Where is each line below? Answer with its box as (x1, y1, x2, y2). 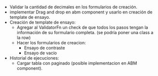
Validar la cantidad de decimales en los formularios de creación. (9, 4, 138, 10)
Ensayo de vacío (24, 50, 57, 56)
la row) (16, 35, 31, 40)
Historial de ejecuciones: (9, 55, 59, 61)
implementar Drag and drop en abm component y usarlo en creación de (9, 9, 153, 15)
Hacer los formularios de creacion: (16, 40, 86, 45)
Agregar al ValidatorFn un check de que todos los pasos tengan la (16, 25, 148, 30)
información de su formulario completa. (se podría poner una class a (16, 30, 154, 35)
